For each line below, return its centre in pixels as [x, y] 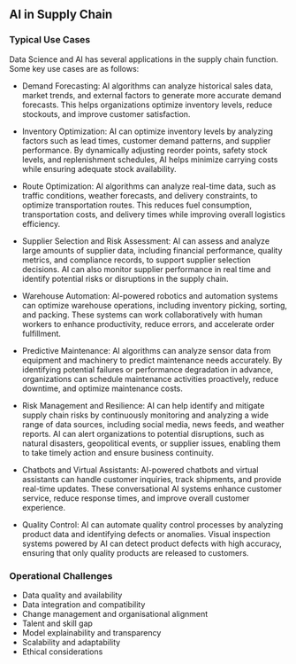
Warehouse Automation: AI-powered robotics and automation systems [150, 295]
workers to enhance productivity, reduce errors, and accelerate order [148, 324]
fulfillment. [42, 333]
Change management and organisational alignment [115, 613]
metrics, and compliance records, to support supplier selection [137, 260]
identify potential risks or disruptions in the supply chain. [125, 278]
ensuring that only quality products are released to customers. [135, 552]
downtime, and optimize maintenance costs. [102, 388]
